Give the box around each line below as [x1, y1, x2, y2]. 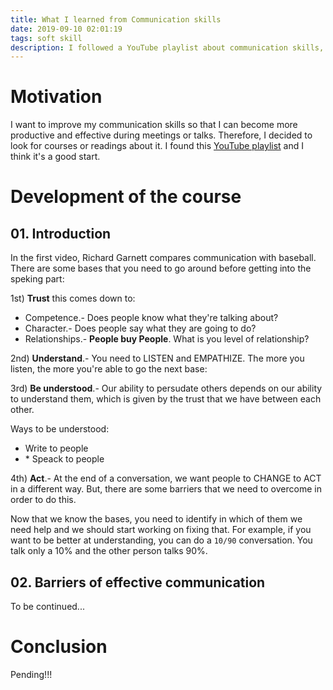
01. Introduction [10, 225, 112, 242]
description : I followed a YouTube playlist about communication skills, [10, 42, 325, 53]
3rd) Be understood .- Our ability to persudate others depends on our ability [10, 382, 323, 395]
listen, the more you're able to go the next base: [10, 363, 208, 375]
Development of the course [10, 186, 242, 208]
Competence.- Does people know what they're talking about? [24, 312, 279, 324]
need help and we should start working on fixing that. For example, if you [10, 524, 312, 536]
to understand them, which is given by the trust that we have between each [10, 393, 322, 405]
